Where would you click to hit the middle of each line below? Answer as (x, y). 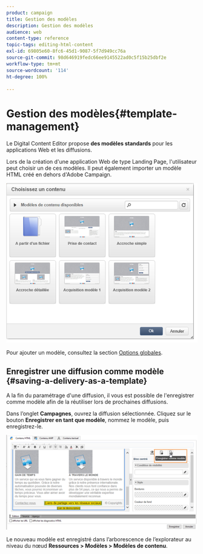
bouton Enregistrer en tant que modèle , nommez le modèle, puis (88, 420)
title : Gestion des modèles (42, 19)
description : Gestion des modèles (50, 25)
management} (43, 127)
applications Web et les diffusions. (49, 150)
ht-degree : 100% (27, 77)
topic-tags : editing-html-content (50, 45)
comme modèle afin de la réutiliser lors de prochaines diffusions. (87, 402)
